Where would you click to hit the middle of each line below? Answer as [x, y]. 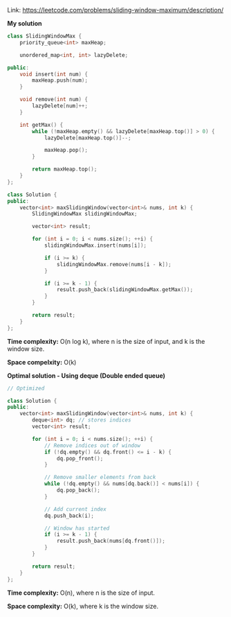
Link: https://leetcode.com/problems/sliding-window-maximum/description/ [115, 10]
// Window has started [77, 528]
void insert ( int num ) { [54, 74]
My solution [25, 23]
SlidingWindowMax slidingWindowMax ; [85, 214]
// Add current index [75, 509]
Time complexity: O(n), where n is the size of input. [81, 593]
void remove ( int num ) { [54, 100]
